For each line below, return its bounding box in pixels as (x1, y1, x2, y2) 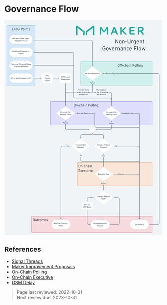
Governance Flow (4, 3, 79, 15)
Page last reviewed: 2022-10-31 (16, 289, 83, 295)
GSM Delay (11, 280, 35, 286)
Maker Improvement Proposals (11, 264, 75, 270)
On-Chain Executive (11, 274, 53, 280)
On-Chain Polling (11, 269, 47, 275)
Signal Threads (11, 258, 43, 264)
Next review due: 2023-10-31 (16, 295, 77, 301)
